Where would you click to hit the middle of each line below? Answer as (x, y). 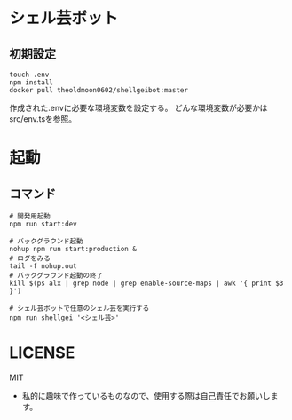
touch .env (29, 75)
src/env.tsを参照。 (43, 119)
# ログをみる (30, 258)
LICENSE (42, 353)
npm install (31, 83)
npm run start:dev (43, 224)
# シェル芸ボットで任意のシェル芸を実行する (79, 308)
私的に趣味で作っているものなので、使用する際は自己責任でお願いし (146, 395)
